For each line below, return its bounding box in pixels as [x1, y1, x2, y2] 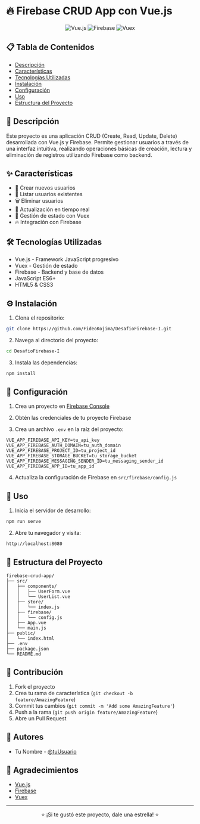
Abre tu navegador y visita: [14, 529, 82, 537]
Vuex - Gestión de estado [14, 262, 78, 269]
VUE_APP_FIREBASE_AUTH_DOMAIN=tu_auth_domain [6, 442, 121, 448]
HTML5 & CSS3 [14, 281, 54, 289]
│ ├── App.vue [6, 619, 46, 625]
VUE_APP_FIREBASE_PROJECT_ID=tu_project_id [6, 448, 116, 454]
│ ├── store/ [6, 599, 44, 605]
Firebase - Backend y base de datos [14, 268, 104, 275]
